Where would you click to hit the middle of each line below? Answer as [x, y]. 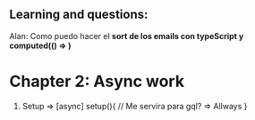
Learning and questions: [79, 15]
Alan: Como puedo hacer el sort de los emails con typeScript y [127, 36]
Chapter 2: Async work [97, 81]
